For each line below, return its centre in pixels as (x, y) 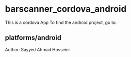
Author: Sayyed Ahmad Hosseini (37, 49)
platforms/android (33, 38)
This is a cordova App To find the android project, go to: (61, 22)
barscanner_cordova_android (66, 9)
